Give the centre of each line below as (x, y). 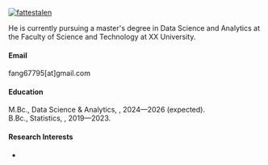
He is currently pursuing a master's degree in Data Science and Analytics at (134, 28)
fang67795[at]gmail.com (50, 74)
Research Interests (41, 137)
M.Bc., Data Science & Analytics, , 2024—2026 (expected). (107, 110)
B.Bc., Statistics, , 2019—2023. (60, 118)
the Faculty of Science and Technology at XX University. (102, 37)
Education (26, 91)
